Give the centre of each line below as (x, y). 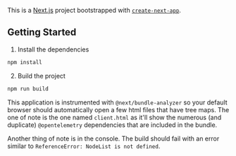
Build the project (41, 76)
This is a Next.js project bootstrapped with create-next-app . (94, 10)
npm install (25, 62)
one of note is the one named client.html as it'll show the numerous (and (114, 117)
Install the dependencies (53, 49)
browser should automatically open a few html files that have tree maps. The (118, 109)
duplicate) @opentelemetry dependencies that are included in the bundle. (112, 125)
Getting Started (42, 32)
